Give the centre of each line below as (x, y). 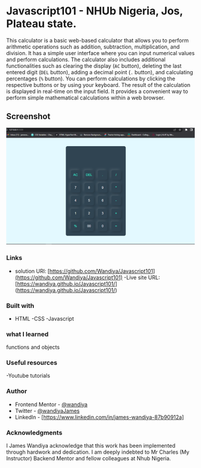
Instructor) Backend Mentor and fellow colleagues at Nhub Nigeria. (89, 458)
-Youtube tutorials (28, 376)
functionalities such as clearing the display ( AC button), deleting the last (94, 66)
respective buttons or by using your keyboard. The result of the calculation (98, 84)
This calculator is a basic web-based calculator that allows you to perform (98, 40)
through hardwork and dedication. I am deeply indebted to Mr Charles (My (98, 452)
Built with (20, 306)
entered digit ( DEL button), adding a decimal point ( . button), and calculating (100, 72)
